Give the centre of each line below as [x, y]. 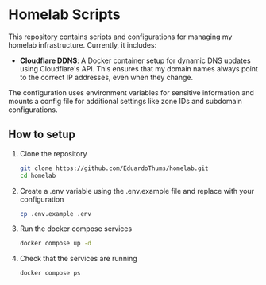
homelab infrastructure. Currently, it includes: [83, 44]
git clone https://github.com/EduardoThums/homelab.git [114, 168]
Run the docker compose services [76, 229]
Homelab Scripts [64, 15]
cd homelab [38, 175]
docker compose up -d [55, 244]
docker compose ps [50, 273]
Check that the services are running [78, 259]
